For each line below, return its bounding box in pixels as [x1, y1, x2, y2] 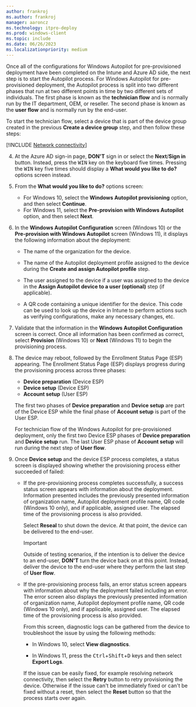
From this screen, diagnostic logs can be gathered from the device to [23, 623, 190, 630]
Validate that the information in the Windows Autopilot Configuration [14, 324, 183, 331]
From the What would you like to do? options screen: [14, 183, 143, 190]
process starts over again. [23, 694, 87, 701]
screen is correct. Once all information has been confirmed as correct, [14, 330, 184, 337]
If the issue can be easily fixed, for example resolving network [23, 670, 174, 677]
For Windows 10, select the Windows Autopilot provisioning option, [23, 194, 188, 201]
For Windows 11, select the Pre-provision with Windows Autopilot [23, 206, 184, 214]
